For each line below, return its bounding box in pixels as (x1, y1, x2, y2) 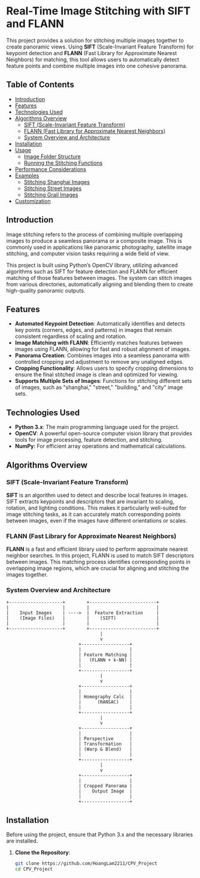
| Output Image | (78, 788, 133, 795)
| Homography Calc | (78, 694, 133, 700)
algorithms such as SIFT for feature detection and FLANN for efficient (6, 268, 178, 275)
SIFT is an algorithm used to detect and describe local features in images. (6, 491, 189, 499)
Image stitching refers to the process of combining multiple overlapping (6, 231, 183, 238)
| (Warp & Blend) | (78, 746, 133, 753)
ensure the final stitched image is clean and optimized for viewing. (14, 371, 179, 378)
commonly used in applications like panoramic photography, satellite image (6, 243, 192, 251)
